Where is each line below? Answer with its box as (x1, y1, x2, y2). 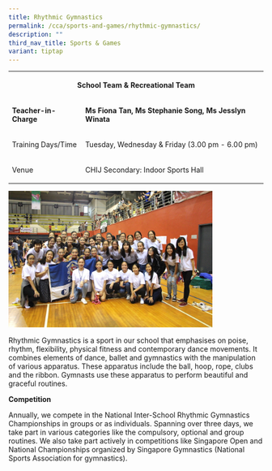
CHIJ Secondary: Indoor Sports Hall (84, 165, 204, 175)
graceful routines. (8, 378, 68, 388)
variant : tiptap (8, 47, 63, 56)
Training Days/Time (11, 140, 77, 149)
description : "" (8, 30, 63, 38)
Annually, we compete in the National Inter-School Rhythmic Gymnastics (8, 410, 250, 420)
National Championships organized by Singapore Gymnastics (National (8, 444, 245, 454)
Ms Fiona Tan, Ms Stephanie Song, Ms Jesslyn (84, 106, 246, 115)
